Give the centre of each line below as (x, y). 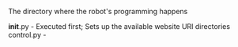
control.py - (27, 35)
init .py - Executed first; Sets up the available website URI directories (119, 26)
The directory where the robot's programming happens (98, 11)
